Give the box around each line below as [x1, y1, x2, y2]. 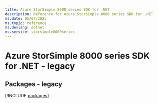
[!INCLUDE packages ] [5, 93, 49, 98]
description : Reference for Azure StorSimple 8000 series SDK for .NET [5, 12, 153, 16]
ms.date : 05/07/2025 [5, 16, 47, 21]
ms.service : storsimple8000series [5, 29, 75, 34]
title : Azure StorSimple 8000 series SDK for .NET [5, 7, 110, 12]
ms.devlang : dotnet [5, 25, 45, 30]
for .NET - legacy [5, 61, 75, 72]
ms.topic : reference [5, 20, 47, 26]
